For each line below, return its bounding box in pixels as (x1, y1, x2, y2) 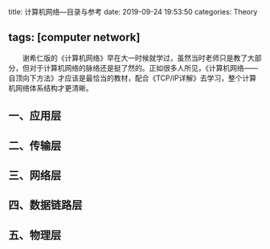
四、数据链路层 (8, 198, 83, 212)
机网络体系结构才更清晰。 (8, 83, 93, 92)
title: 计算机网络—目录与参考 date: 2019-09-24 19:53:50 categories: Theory (8, 7, 258, 16)
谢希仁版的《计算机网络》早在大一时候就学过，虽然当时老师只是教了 (22, 53, 247, 63)
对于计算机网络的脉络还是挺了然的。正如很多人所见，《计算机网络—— (29, 63, 259, 72)
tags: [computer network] (8, 31, 141, 44)
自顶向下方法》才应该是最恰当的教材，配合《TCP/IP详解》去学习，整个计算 (8, 73, 257, 83)
